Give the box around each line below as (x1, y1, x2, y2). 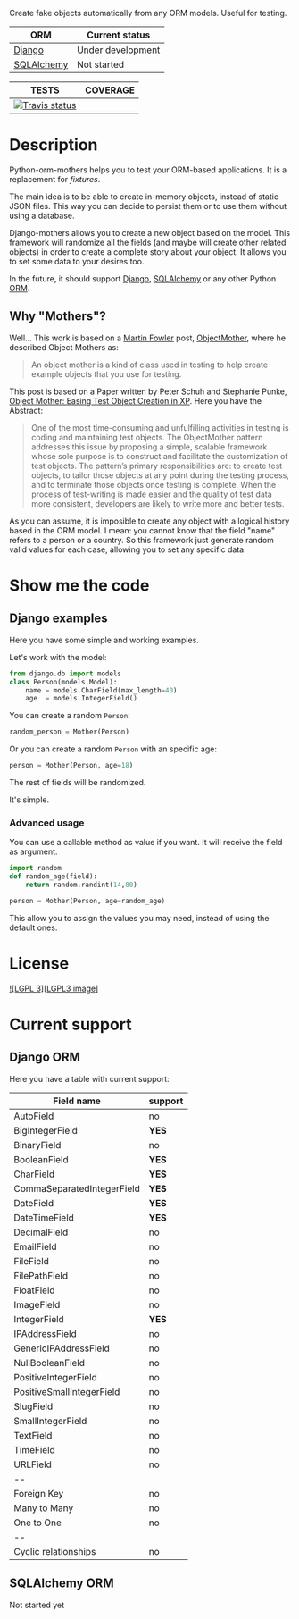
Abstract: (9, 405, 43, 415)
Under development (77, 44, 161, 56)
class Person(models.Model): (9, 677, 118, 686)
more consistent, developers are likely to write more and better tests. (30, 498, 285, 508)
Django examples (9, 611, 109, 626)
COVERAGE (84, 84, 136, 96)
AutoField (13, 1110, 54, 1122)
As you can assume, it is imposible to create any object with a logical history (9, 516, 290, 526)
